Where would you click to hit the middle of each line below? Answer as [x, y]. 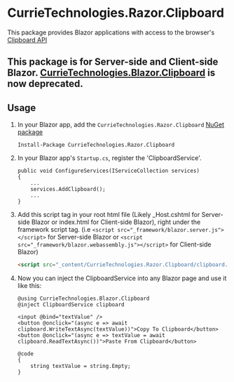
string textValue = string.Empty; [81, 367]
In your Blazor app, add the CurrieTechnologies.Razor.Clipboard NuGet [121, 125]
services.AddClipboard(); [68, 190]
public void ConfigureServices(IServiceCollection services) [109, 171]
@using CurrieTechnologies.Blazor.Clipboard [83, 299]
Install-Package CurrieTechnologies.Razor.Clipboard [96, 145]
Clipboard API [27, 39]
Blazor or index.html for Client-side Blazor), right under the [116, 222]
